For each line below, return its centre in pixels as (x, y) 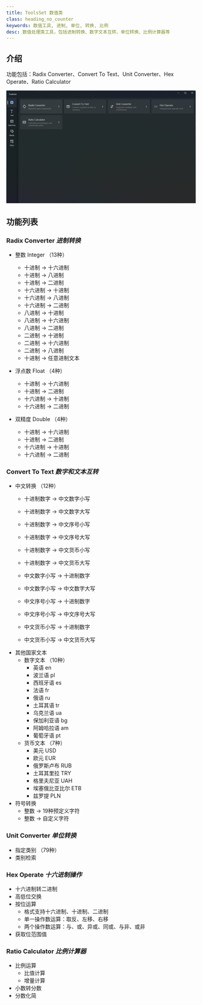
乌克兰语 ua (47, 713)
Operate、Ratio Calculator (38, 82)
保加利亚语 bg (50, 720)
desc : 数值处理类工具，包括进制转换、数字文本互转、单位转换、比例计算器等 (88, 32)
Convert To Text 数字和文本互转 (52, 472)
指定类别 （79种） (37, 850)
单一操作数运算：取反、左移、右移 (66, 919)
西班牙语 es (47, 683)
